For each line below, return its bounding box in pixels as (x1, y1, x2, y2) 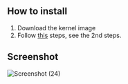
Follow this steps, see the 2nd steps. (17, 31, 122, 39)
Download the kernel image (17, 23, 96, 32)
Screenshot (7, 51, 59, 63)
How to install (7, 6, 68, 17)
